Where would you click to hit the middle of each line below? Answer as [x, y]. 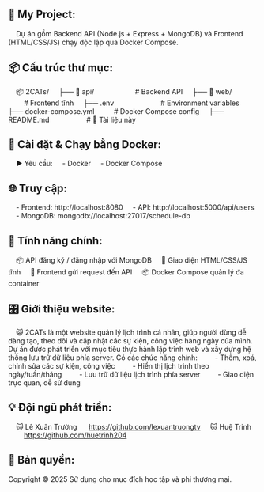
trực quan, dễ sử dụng [44, 382]
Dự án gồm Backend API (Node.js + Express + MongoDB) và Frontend [129, 33]
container [24, 284]
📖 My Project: [42, 15]
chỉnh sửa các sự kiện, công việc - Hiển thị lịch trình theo [109, 365]
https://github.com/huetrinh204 [75, 435]
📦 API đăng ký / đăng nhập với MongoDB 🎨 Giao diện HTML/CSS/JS [131, 260]
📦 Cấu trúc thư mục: [60, 68]
